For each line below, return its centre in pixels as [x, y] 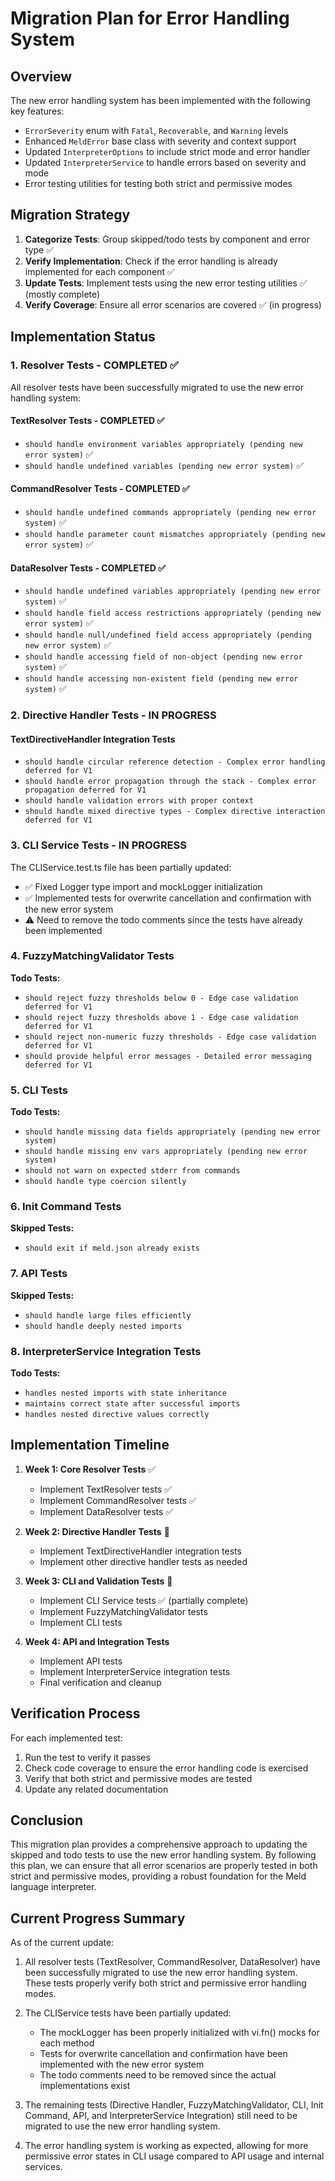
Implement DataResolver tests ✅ [106, 1511]
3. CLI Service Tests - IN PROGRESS [98, 845]
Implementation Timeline [90, 1445]
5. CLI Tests [39, 1090]
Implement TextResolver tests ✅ [106, 1489]
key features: [37, 111]
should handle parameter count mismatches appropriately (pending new [175, 534]
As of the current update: [62, 1943]
